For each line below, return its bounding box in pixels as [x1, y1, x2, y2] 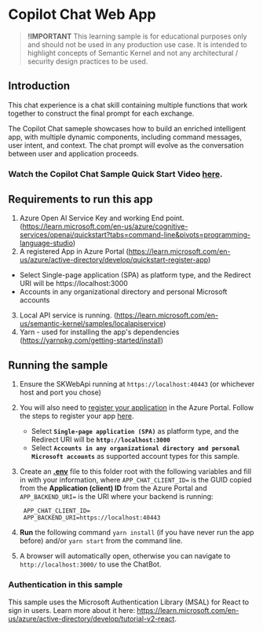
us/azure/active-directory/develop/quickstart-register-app [19, 255, 209, 265]
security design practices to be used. [27, 57, 148, 66]
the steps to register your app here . [19, 411, 134, 421]
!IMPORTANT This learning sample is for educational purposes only [27, 31, 247, 41]
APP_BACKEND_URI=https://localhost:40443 [23, 514, 161, 522]
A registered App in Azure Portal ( [19, 247, 130, 256]
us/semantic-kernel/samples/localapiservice [19, 319, 164, 328]
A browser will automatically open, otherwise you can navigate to [19, 552, 231, 561]
